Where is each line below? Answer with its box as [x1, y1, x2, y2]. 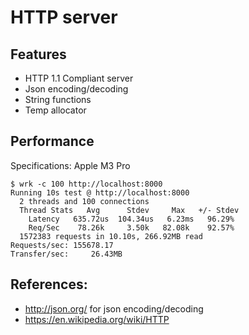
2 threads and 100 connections [19, 196, 150, 206]
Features [10, 46, 67, 63]
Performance [10, 133, 95, 150]
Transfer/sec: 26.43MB [10, 249, 123, 259]
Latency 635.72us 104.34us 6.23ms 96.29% [28, 214, 235, 224]
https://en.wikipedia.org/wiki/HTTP [24, 313, 170, 325]
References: [10, 276, 88, 293]
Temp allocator [24, 104, 87, 116]
